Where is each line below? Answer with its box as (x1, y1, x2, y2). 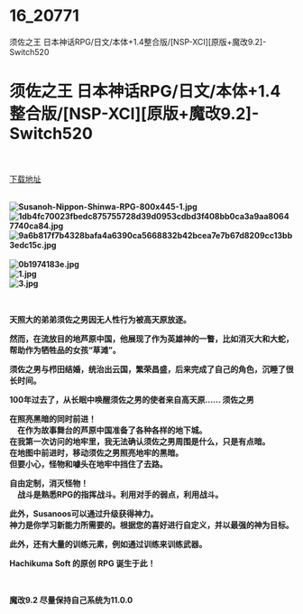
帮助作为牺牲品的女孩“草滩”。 (9, 344, 122, 355)
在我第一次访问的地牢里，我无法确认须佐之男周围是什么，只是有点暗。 (9, 435, 271, 447)
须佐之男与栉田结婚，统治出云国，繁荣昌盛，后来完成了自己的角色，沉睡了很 (9, 363, 294, 375)
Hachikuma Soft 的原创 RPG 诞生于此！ (9, 557, 156, 569)
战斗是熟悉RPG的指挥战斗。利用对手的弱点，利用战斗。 (16, 488, 224, 499)
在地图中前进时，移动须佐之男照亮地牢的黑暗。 (9, 447, 183, 458)
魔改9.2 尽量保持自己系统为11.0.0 (9, 594, 133, 605)
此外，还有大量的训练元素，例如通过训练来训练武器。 (9, 538, 207, 549)
